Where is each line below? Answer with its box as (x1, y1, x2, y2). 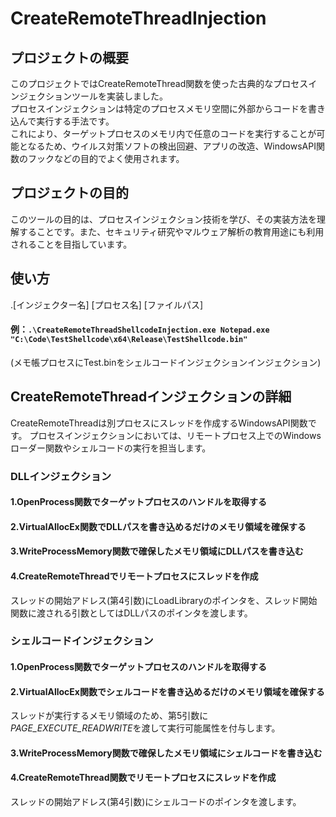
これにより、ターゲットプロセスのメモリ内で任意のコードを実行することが (10, 128, 317, 139)
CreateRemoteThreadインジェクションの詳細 (10, 388, 292, 406)
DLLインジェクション (10, 469, 112, 483)
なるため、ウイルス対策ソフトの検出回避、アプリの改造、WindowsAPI (27, 140, 317, 152)
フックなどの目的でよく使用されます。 (27, 153, 185, 164)
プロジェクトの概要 (10, 49, 129, 66)
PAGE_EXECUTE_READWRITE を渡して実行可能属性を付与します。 (10, 722, 281, 734)
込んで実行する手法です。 (10, 115, 115, 127)
